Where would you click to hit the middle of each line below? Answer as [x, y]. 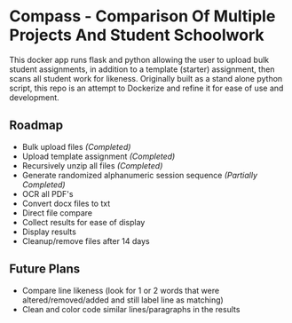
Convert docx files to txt [66, 203]
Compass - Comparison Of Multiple [142, 16]
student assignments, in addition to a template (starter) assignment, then [142, 69]
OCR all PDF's [47, 193]
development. [34, 97]
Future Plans [45, 269]
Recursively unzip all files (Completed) [92, 165]
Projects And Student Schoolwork [137, 35]
